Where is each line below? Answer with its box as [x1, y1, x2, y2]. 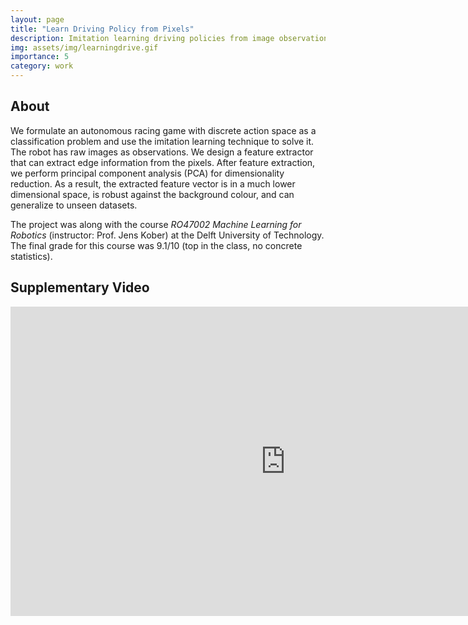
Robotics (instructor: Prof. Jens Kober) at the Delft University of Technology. [10, 229, 325, 241]
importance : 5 [10, 52, 70, 62]
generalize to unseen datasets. [10, 199, 138, 211]
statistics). [10, 250, 53, 262]
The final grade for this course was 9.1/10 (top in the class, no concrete [10, 239, 303, 251]
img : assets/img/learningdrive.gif [10, 42, 159, 53]
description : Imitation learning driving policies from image [10, 33, 275, 43]
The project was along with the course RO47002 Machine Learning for [10, 218, 302, 230]
